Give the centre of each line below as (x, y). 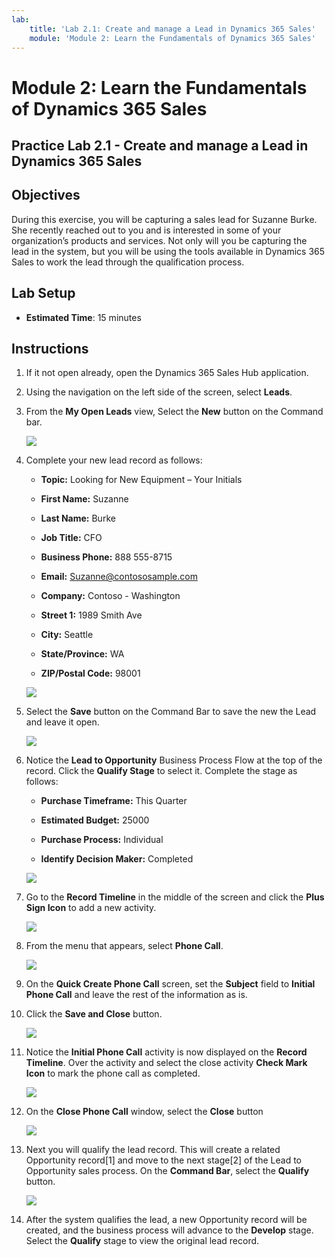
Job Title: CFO (71, 538)
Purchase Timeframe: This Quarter (114, 801)
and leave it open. (62, 722)
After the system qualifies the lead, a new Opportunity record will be (166, 1220)
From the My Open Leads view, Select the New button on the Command (174, 412)
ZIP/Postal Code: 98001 (90, 673)
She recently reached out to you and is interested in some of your (146, 230)
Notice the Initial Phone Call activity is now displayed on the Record (166, 1052)
